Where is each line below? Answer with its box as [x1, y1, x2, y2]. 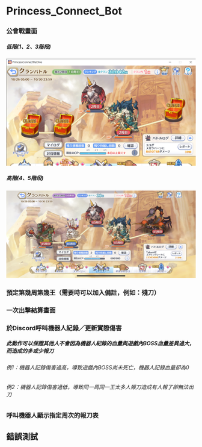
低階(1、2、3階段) [6, 43, 51, 50]
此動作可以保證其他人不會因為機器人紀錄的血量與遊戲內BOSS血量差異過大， [6, 340, 195, 347]
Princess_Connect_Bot [6, 4, 122, 18]
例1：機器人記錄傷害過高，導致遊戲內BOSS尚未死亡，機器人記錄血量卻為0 [6, 363, 189, 371]
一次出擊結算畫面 [6, 306, 56, 314]
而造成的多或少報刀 [6, 348, 54, 355]
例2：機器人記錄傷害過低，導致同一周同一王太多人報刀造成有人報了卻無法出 [6, 384, 194, 391]
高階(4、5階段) [6, 175, 44, 182]
